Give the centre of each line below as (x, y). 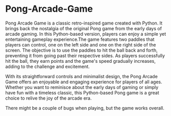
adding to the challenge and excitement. (48, 66)
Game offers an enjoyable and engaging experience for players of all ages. (84, 82)
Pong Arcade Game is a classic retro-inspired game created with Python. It (84, 23)
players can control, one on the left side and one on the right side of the (81, 44)
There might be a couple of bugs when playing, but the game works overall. (85, 108)
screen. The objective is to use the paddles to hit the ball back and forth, (81, 50)
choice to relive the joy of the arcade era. (48, 98)
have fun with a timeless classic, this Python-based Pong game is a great (82, 92)
